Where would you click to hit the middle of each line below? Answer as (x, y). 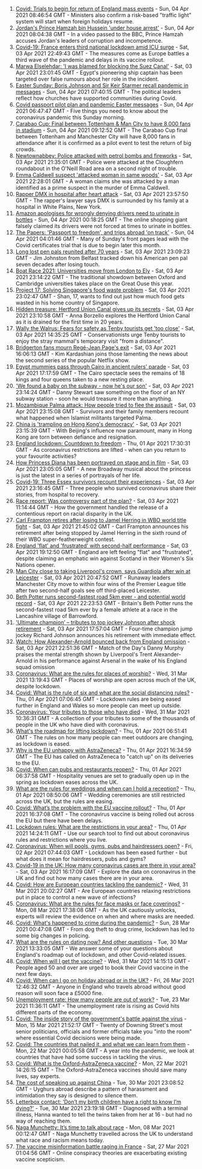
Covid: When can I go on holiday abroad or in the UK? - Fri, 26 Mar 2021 (105, 980)
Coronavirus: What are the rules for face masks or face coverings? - (100, 904)
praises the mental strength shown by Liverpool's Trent (84, 654)
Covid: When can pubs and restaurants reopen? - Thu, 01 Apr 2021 (98, 769)
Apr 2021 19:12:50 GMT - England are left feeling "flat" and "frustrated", (104, 552)
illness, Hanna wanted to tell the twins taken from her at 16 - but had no (104, 1115)
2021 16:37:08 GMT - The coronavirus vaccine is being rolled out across (105, 814)
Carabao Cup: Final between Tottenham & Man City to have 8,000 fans (103, 124)
